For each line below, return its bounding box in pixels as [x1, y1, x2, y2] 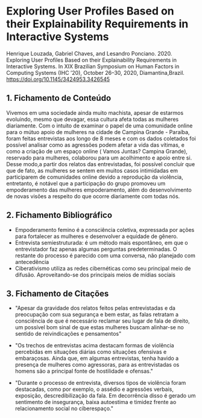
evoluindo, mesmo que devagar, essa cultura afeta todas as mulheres [6, 115, 179, 123]
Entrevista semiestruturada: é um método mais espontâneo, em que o [14, 239, 188, 246]
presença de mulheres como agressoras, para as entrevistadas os [14, 361, 180, 368]
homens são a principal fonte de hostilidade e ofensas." [14, 367, 154, 375]
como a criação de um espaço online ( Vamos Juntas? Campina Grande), [6, 147, 188, 155]
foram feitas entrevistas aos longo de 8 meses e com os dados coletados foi [6, 135, 196, 142]
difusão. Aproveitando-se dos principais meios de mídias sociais [14, 271, 176, 278]
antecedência [14, 258, 49, 265]
